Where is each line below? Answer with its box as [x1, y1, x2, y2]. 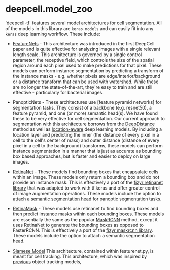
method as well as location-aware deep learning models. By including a [12, 126, 162, 132]
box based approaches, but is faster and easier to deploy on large [12, 153, 151, 159]
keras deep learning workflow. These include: [5, 31, 100, 37]
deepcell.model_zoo [5, 3, 93, 15]
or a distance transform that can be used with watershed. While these [12, 78, 159, 85]
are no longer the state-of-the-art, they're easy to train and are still [12, 84, 153, 90]
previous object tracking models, [12, 258, 82, 265]
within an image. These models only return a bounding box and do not [12, 174, 160, 180]
